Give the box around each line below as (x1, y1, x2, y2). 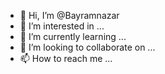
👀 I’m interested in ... (19, 20, 105, 32)
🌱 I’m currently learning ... (19, 31, 127, 42)
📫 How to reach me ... (19, 53, 113, 64)
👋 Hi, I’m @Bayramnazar (19, 10, 120, 21)
